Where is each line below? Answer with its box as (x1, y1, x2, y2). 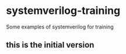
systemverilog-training (6, 4, 121, 17)
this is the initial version (6, 40, 94, 50)
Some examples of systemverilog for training (6, 23, 114, 30)
